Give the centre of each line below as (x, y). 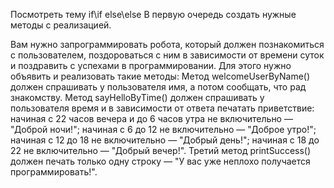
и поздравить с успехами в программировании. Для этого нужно (151, 65)
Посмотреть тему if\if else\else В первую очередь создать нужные (153, 14)
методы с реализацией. (61, 25)
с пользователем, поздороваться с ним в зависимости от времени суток (167, 55)
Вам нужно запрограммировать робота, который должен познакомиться (167, 44)
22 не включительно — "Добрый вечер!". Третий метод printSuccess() (161, 150)
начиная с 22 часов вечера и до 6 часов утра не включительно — (151, 118)
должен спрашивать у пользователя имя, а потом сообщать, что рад (158, 87)
